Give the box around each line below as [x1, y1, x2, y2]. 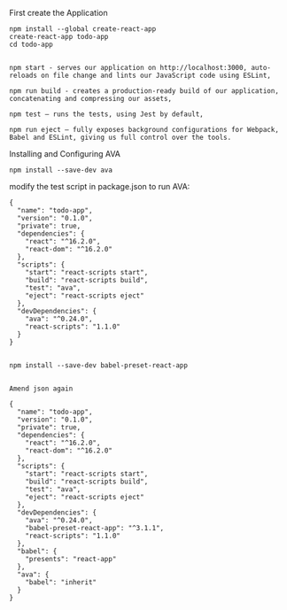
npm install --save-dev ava [9, 166, 113, 174]
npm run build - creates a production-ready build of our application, [9, 87, 279, 96]
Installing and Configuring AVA [9, 149, 121, 158]
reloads [9, 71, 38, 80]
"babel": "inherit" [25, 578, 97, 587]
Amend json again [9, 384, 74, 393]
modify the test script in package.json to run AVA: [9, 181, 190, 191]
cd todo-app [9, 40, 53, 49]
